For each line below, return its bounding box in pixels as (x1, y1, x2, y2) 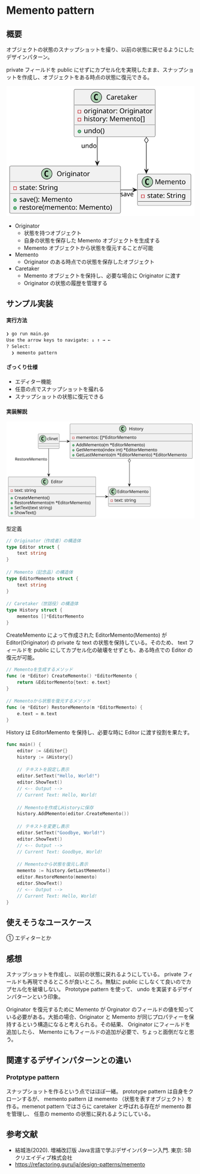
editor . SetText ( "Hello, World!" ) (17, 773, 100, 779)
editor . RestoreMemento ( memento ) (17, 874, 97, 880)
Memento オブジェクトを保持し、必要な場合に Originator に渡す (23, 272, 181, 279)
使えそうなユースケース (6, 917, 92, 927)
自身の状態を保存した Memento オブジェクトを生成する (23, 237, 160, 244)
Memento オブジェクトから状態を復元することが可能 (23, 244, 153, 252)
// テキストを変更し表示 (17, 824, 70, 830)
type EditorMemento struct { (6, 576, 79, 582)
